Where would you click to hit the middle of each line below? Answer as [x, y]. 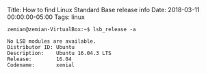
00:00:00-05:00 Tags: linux [46, 17]
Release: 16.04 [39, 59]
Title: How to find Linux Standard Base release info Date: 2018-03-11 [103, 10]
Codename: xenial [41, 65]
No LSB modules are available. [52, 41]
